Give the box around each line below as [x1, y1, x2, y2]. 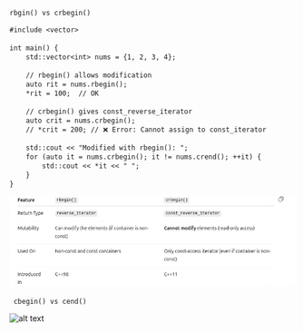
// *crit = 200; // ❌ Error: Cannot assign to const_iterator [25, 125, 267, 134]
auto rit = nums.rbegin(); [25, 80, 128, 89]
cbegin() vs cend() [13, 297, 88, 306]
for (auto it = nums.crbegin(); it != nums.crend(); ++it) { [25, 152, 261, 161]
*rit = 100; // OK [25, 89, 100, 98]
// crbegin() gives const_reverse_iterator [25, 107, 193, 116]
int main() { [9, 44, 59, 53]
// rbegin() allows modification [25, 71, 152, 80]
